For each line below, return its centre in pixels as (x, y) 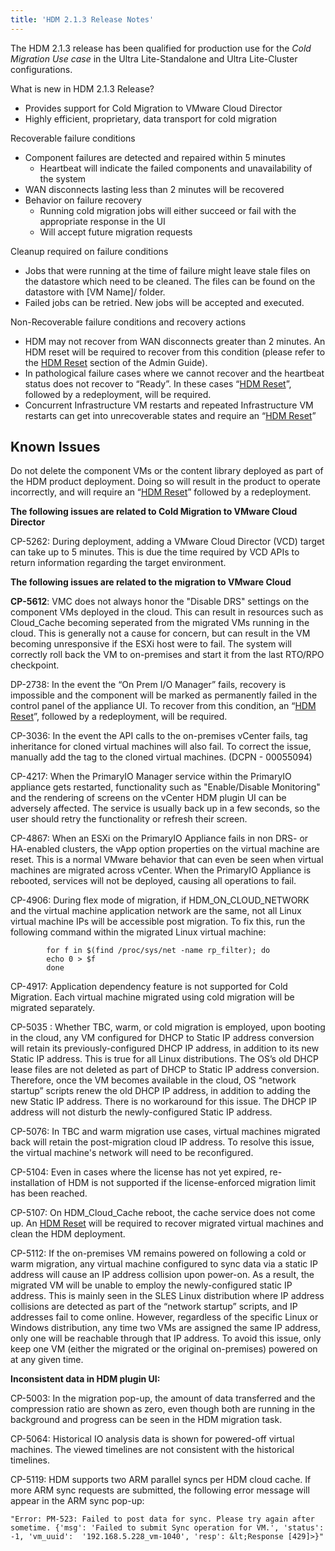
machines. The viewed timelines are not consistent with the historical (152, 1450)
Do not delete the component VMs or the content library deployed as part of (167, 471)
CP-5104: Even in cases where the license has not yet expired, (139, 1172)
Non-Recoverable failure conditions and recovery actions (128, 322)
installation (32, 1183)
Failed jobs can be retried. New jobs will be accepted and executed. (164, 302)
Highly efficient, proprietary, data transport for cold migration (151, 118)
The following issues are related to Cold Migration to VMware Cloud (154, 512)
